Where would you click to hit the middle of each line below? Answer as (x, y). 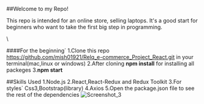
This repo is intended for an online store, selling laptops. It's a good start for (102, 20)
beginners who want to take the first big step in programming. (84, 27)
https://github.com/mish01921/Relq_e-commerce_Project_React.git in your (100, 57)
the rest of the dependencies (43, 95)
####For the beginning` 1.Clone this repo (58, 50)
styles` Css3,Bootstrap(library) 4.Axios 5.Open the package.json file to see (100, 88)
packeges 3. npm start (35, 70)
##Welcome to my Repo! (37, 9)
